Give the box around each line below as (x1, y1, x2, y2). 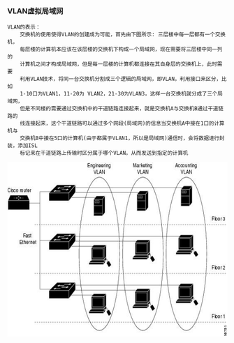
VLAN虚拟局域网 (7, 6, 64, 15)
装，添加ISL (7, 142, 38, 149)
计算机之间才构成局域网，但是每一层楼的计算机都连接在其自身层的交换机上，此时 (20, 61, 218, 68)
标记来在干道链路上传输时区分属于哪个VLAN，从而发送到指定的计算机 (20, 150, 189, 157)
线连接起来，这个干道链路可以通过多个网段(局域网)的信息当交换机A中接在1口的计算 (20, 120, 225, 127)
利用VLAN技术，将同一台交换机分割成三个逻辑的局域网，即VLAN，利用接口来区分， (20, 75, 222, 83)
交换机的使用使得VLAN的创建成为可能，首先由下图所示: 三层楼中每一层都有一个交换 (20, 31, 226, 38)
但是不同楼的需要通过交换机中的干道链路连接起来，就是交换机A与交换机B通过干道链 (20, 105, 224, 112)
